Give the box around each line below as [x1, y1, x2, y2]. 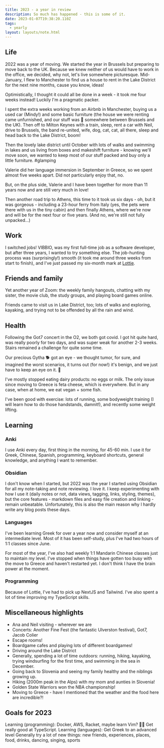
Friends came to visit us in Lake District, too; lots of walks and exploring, [5, 302, 151, 308]
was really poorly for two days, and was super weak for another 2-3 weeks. [5, 339, 158, 346]
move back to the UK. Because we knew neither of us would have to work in [5, 66, 159, 72]
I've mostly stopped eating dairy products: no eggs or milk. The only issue [5, 376, 155, 383]
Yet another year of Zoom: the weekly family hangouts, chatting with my [5, 287, 150, 293]
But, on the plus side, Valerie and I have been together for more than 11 [5, 181, 148, 187]
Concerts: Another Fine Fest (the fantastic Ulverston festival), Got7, [12, 626, 148, 633]
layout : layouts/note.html [5, 30, 60, 35]
